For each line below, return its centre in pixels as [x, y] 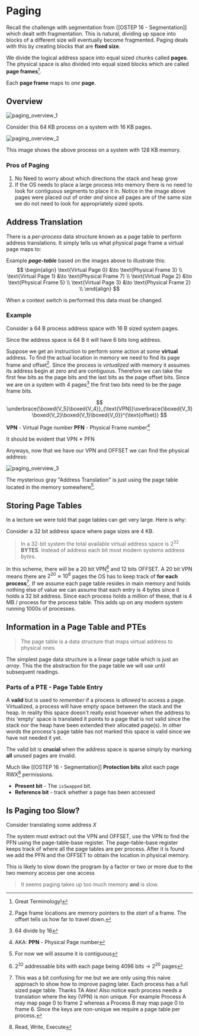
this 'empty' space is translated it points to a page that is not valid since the [98, 719]
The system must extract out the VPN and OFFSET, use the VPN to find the [98, 836]
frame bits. [19, 391]
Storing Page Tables [44, 506]
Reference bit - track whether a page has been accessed [85, 792]
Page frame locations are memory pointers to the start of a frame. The [100, 913]
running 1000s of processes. [41, 608]
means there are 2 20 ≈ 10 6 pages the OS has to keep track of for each [92, 576]
